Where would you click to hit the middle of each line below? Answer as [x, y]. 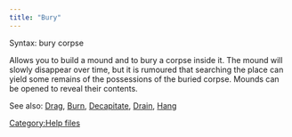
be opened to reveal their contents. [73, 88]
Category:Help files [45, 123]
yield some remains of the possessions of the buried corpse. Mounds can [144, 79]
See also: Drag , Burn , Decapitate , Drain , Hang [93, 105]
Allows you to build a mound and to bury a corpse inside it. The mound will [146, 60]
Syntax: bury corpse [47, 43]
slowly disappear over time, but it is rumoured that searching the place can [146, 69]
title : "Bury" [36, 17]
